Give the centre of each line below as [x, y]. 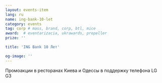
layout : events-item [27, 10]
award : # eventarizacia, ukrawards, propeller [56, 33]
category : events [23, 24]
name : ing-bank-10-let [29, 19]
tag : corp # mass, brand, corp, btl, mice [50, 29]
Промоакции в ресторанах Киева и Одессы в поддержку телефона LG [81, 70]
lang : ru [14, 15]
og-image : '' [19, 56]
